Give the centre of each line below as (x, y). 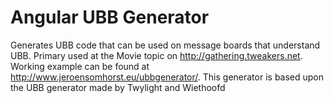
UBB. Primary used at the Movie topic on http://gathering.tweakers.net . (156, 55)
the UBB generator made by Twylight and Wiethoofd (118, 87)
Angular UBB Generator (110, 17)
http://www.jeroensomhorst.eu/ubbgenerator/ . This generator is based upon (167, 77)
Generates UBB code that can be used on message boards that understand (165, 45)
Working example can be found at (80, 66)
